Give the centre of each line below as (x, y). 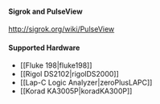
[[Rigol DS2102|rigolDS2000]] (69, 74)
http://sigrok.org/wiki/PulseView (62, 29)
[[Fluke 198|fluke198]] (56, 65)
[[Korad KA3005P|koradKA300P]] (76, 91)
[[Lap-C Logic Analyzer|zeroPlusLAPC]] (86, 83)
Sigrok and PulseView (45, 11)
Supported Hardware (44, 48)
